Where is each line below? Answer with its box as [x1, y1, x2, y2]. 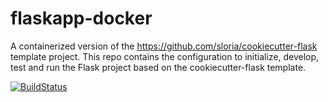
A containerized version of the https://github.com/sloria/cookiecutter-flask [10, 40, 318, 52]
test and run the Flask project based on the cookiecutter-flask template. [10, 61, 307, 73]
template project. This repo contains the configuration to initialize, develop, [10, 50, 320, 62]
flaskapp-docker [10, 7, 153, 30]
